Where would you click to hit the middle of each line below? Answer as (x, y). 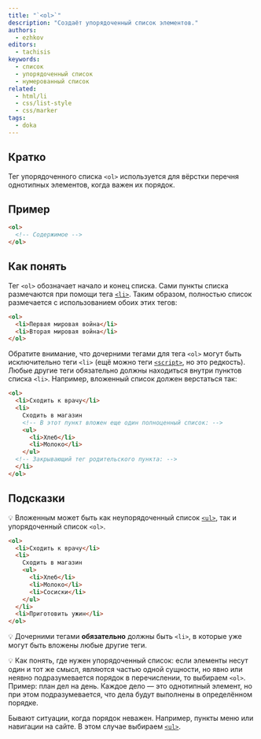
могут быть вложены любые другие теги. (77, 645)
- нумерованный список (52, 81)
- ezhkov (29, 37)
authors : (22, 30)
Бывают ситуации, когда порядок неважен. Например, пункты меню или (131, 719)
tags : (17, 118)
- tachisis (33, 52)
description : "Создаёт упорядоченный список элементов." (103, 23)
